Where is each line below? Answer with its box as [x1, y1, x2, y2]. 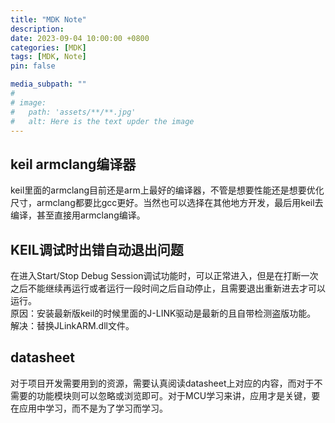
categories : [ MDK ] [10, 42, 87, 53]
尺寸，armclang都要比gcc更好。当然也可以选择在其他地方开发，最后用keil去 [10, 197, 324, 209]
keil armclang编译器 [10, 156, 137, 173]
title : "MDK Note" [10, 14, 87, 25]
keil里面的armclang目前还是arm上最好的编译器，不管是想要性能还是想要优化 [10, 184, 325, 196]
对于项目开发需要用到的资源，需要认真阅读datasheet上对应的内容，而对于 [10, 377, 315, 389]
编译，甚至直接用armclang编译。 [10, 209, 146, 221]
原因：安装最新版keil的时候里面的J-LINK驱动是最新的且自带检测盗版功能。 [10, 307, 317, 319]
